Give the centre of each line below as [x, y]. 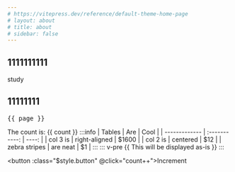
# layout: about [31, 21]
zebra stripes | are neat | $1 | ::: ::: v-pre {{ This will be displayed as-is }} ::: [116, 147]
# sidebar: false [33, 34]
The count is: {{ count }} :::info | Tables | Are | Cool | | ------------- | [107, 132]
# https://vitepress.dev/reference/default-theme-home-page [98, 14]
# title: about [30, 27]
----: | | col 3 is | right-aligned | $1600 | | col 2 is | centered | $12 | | [124, 139]
